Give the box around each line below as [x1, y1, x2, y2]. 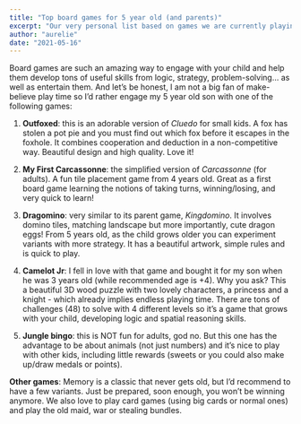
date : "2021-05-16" [9, 38, 82, 48]
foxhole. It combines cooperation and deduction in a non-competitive [21, 137, 279, 148]
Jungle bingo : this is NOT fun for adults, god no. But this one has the [21, 331, 278, 342]
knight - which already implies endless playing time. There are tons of [21, 294, 280, 305]
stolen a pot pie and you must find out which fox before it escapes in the [21, 127, 289, 139]
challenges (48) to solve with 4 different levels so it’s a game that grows [21, 304, 288, 315]
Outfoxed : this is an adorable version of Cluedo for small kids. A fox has [21, 118, 288, 129]
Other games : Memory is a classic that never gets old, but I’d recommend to [9, 376, 291, 387]
